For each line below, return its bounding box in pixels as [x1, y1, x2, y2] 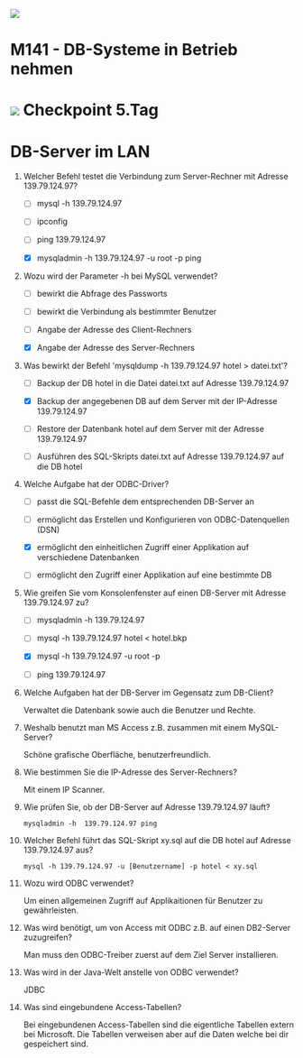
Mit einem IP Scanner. [23, 784, 106, 795]
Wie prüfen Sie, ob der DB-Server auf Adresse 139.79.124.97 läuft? [23, 801, 271, 812]
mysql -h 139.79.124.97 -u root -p [36, 650, 161, 662]
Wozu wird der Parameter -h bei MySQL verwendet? [23, 271, 218, 281]
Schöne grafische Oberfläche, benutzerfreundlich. [23, 749, 211, 759]
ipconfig [36, 216, 69, 227]
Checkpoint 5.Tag [23, 100, 159, 121]
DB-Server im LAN [10, 141, 151, 161]
